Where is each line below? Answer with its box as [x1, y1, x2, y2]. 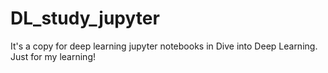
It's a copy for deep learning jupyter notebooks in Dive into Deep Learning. [10, 40, 318, 52]
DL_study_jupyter [10, 7, 160, 30]
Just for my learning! [10, 50, 97, 62]
